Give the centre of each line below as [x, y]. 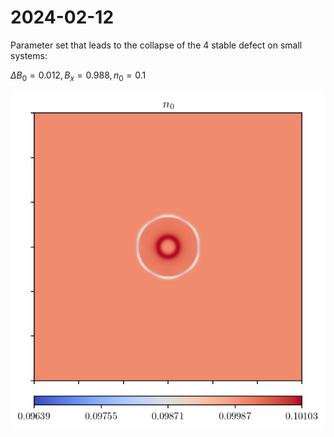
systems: [29, 55]
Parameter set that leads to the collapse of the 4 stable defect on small [156, 45]
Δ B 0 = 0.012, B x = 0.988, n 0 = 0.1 [78, 76]
